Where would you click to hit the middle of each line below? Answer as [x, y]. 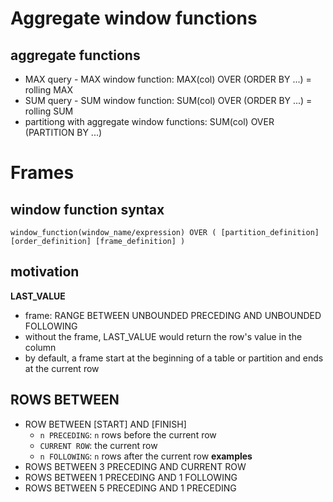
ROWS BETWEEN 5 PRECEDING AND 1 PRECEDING [130, 488]
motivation [45, 272]
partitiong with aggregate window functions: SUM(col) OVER [149, 121]
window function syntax [87, 209]
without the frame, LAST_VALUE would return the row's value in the [163, 336]
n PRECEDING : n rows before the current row [128, 434]
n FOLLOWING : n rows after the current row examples [146, 456]
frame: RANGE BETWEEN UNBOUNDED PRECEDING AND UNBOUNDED [173, 315]
